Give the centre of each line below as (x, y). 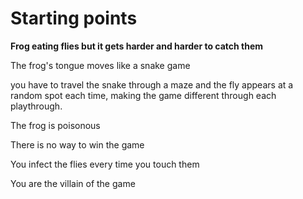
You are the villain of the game (73, 183)
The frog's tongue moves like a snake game (100, 65)
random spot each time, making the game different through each (143, 95)
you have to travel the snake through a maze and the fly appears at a (152, 84)
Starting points (74, 18)
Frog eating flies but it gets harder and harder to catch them (137, 46)
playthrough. (36, 106)
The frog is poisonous (55, 125)
